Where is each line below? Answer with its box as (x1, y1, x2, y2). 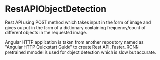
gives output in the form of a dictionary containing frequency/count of (5, 24, 146, 30)
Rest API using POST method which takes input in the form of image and (5, 19, 151, 25)
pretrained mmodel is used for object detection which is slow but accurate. (5, 49, 156, 55)
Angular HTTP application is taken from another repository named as (5, 39, 144, 45)
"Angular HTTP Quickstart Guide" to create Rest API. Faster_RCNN (5, 44, 139, 50)
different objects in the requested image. (5, 30, 87, 35)
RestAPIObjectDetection (5, 3, 107, 15)
